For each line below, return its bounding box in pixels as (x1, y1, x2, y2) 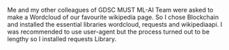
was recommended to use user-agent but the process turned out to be (7, 27, 210, 36)
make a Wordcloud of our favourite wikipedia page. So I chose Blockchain (7, 13, 219, 21)
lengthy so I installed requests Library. (7, 35, 117, 43)
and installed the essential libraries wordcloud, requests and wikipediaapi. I (7, 21, 223, 28)
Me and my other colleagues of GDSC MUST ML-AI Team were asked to (7, 6, 214, 14)
